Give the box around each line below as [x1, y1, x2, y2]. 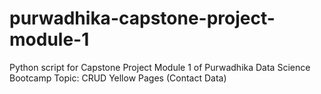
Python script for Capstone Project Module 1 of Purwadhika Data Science [9, 61, 311, 73]
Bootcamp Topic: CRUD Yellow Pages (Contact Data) [9, 72, 227, 84]
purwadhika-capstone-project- [9, 7, 276, 30]
